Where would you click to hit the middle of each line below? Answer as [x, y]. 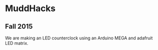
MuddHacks [30, 8]
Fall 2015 [19, 26]
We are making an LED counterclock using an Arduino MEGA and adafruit [79, 38]
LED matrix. [17, 43]
